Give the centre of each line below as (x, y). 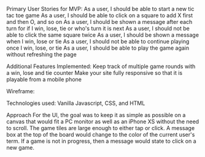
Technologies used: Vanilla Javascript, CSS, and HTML (76, 103)
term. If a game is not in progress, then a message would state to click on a (101, 141)
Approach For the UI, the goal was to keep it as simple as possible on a (96, 115)
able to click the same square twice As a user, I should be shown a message (103, 35)
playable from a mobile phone (44, 79)
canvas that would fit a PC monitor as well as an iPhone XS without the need (103, 121)
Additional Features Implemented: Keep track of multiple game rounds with (101, 66)
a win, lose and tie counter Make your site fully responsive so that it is (95, 73)
